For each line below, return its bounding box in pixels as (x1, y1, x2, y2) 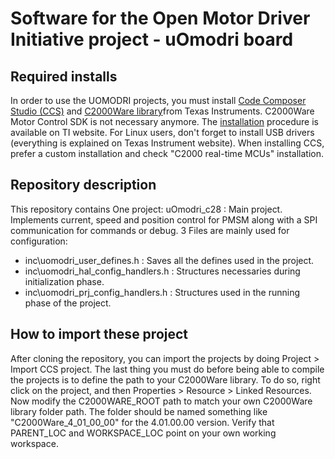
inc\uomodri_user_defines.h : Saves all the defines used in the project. (24, 254, 315, 266)
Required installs (10, 68, 118, 85)
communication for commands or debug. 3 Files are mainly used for (10, 224, 290, 236)
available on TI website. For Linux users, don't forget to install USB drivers (10, 127, 315, 138)
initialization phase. (24, 275, 105, 287)
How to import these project (10, 326, 189, 343)
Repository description (10, 177, 157, 194)
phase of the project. (24, 297, 112, 309)
